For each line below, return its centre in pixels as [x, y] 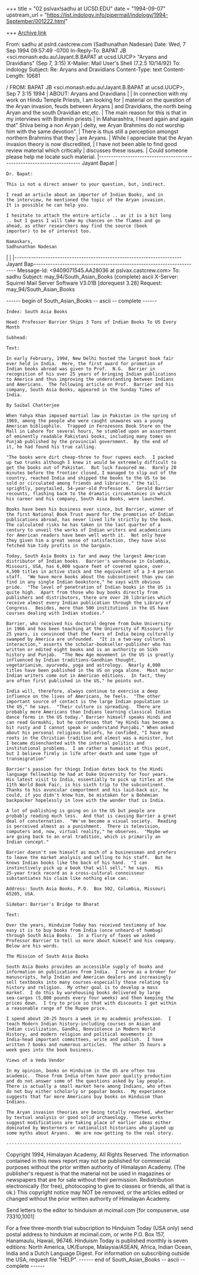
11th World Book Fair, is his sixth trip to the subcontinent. [86, 785]
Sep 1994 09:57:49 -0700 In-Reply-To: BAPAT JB [66, 51]
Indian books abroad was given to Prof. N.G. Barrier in [81, 369]
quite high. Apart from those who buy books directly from [82, 592]
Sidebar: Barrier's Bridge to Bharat [53, 904]
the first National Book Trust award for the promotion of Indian [90, 515]
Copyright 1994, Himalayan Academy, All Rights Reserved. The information [97, 1154]
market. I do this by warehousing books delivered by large [83, 993]
